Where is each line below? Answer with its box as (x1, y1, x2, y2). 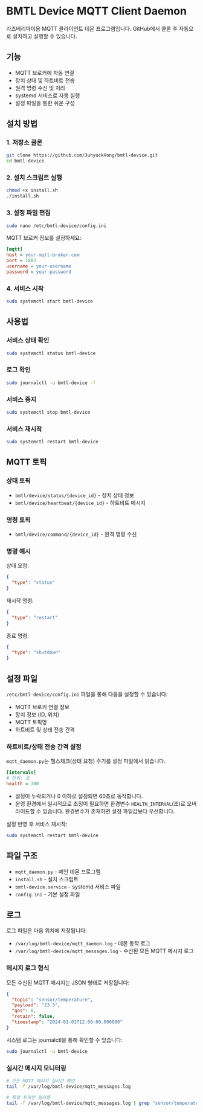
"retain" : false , (11, 1014, 56, 1020)
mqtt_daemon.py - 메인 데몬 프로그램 (14, 868, 101, 875)
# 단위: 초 (6, 775, 30, 782)
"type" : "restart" (11, 614, 59, 620)
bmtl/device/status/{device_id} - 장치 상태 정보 (14, 491, 135, 499)
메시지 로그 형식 (6, 964, 50, 972)
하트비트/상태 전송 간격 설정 (6, 742, 82, 751)
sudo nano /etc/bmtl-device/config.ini (6, 222, 107, 229)
